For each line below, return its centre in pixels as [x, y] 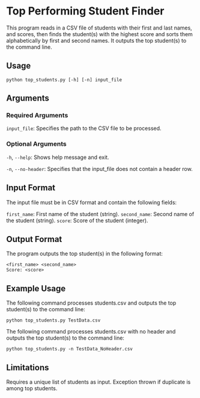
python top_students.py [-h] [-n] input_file [64, 79]
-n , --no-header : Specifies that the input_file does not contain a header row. [100, 169]
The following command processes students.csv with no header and [91, 332]
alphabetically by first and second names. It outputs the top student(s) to [96, 40]
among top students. [32, 388]
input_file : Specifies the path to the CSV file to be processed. [84, 128]
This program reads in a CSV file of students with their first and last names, [99, 28]
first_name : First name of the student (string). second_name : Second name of [100, 214]
